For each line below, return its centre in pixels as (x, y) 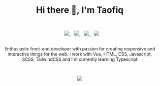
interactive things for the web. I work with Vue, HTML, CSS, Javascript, (80, 54)
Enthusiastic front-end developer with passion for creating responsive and (80, 48)
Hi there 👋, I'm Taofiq (80, 10)
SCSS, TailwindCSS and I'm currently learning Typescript (80, 59)
